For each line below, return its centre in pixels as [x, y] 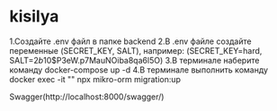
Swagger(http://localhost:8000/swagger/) [87, 97]
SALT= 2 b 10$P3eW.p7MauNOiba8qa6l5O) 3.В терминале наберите [134, 60]
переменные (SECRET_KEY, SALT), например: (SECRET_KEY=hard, [136, 50]
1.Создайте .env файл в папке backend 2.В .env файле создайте [130, 41]
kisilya [34, 17]
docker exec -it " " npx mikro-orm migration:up [95, 79]
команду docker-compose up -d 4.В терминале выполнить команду [138, 70]
